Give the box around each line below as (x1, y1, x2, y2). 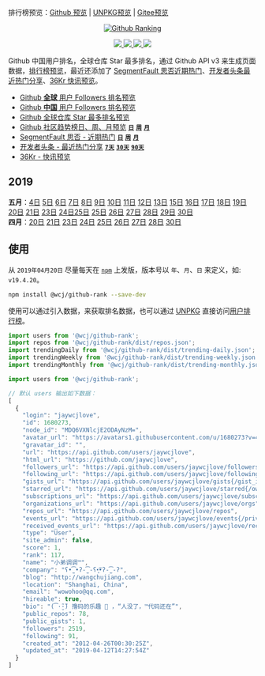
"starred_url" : (22, 485, 73, 493)
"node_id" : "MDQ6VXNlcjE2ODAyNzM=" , (22, 426, 144, 434)
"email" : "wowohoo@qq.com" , (22, 588, 114, 596)
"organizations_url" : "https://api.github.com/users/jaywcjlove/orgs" (22, 500, 259, 508)
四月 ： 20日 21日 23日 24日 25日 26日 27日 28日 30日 (8, 217, 181, 226)
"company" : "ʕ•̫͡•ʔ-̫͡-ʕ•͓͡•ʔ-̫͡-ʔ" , (22, 565, 128, 574)
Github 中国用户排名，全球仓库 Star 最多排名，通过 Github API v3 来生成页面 (8, 56, 256, 66)
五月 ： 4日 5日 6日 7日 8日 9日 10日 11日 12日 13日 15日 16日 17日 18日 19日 (8, 197, 247, 206)
